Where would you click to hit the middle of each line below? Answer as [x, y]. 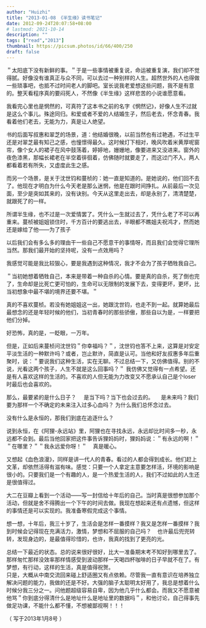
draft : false [23, 52]
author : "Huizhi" [29, 12]
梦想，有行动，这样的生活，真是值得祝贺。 [60, 567]
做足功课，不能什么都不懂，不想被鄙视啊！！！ [65, 605]
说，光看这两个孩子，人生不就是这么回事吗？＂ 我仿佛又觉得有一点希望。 [98, 369]
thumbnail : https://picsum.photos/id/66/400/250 [70, 47]
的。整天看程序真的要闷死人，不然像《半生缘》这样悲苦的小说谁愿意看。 [97, 93]
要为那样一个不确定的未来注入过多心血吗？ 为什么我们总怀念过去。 [90, 404]
